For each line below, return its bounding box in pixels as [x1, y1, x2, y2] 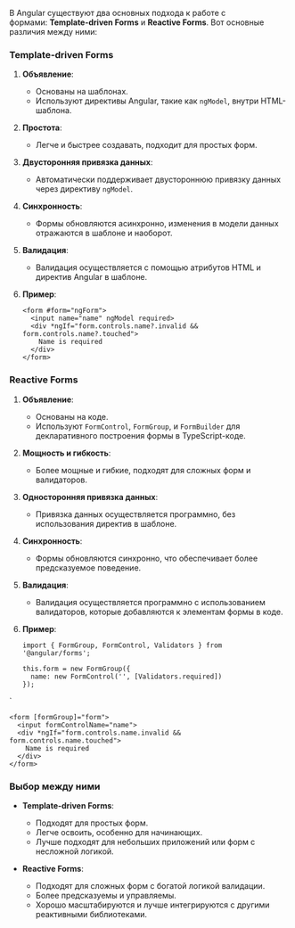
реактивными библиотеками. [35, 908, 148, 919]
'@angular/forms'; [21, 648, 91, 658]
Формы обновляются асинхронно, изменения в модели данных [35, 218, 279, 229]
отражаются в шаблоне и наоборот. [35, 227, 173, 239]
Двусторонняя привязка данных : [21, 157, 153, 168]
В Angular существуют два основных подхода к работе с [9, 8, 226, 18]
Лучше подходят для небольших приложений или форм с [35, 836, 256, 847]
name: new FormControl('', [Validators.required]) [30, 672, 223, 681]
